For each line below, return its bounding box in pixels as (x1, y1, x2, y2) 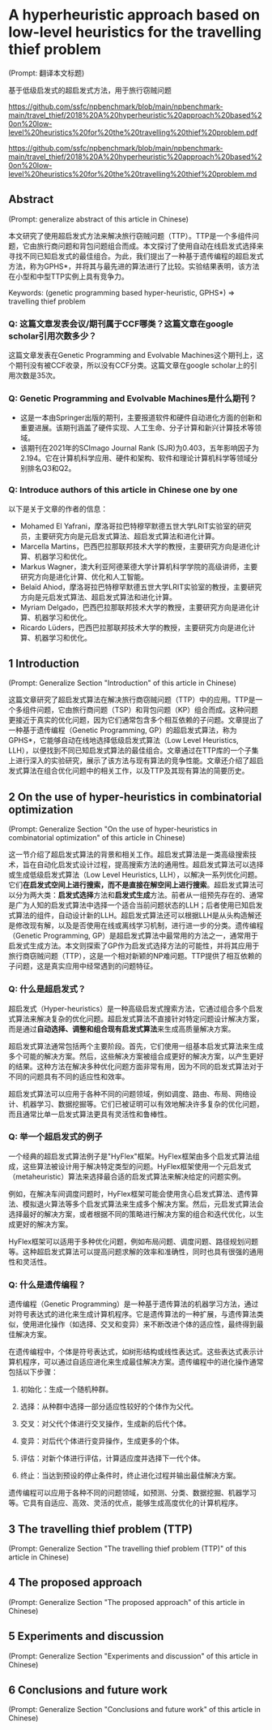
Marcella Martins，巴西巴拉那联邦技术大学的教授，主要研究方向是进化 (19, 541, 253, 551)
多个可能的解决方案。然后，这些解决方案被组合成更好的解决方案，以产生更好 (8, 1051, 264, 1061)
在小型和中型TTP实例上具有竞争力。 (8, 271, 130, 281)
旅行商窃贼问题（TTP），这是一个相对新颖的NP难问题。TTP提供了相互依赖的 (8, 951, 262, 961)
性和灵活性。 (8, 1257, 51, 1266)
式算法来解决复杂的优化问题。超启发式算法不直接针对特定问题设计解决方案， (8, 1013, 264, 1024)
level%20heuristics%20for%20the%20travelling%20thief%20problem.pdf (8, 127, 258, 137)
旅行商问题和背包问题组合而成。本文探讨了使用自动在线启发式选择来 (36, 241, 264, 251)
